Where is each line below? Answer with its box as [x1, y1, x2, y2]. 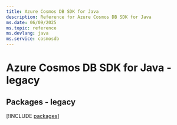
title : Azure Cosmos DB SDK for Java [6, 8, 99, 15]
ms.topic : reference [6, 25, 57, 31]
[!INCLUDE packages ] [6, 113, 60, 119]
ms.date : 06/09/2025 [6, 19, 57, 25]
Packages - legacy [6, 97, 76, 107]
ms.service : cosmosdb [6, 36, 60, 42]
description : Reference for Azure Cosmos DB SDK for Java [6, 14, 152, 20]
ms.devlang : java [6, 31, 49, 36]
